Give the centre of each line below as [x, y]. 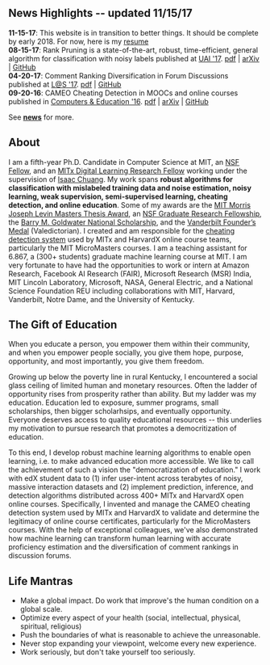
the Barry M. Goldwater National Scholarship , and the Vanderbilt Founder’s [132, 222]
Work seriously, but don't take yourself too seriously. [108, 652]
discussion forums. [40, 556]
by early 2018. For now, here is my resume [79, 41]
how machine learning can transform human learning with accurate [120, 539]
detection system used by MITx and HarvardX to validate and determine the [134, 513]
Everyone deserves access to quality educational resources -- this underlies [135, 420]
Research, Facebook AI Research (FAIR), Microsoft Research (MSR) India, [130, 273]
